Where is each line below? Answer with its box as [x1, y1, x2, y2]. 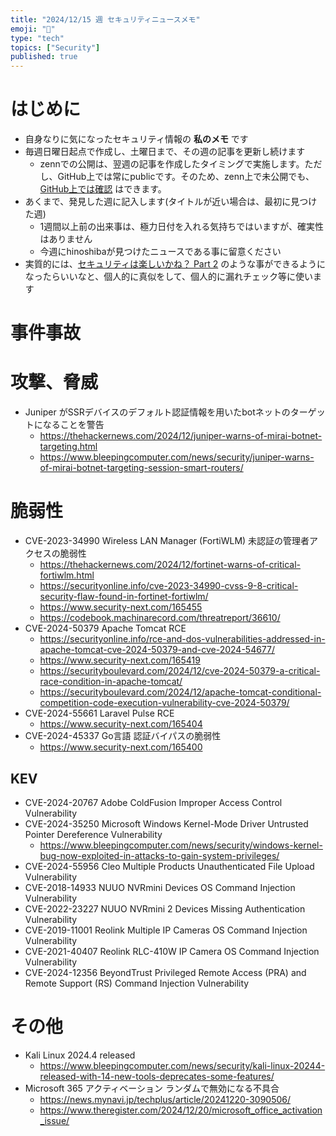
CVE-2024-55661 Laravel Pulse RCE [24, 707, 175, 720]
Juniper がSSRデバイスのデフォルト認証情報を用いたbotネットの [24, 406, 291, 418]
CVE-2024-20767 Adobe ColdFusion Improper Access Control [24, 796, 283, 808]
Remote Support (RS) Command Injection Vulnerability [24, 977, 250, 989]
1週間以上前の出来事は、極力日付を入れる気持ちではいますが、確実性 [39, 221, 325, 233]
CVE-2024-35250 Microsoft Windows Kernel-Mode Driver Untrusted [24, 817, 309, 830]
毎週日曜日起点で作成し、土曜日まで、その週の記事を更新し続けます [24, 146, 306, 158]
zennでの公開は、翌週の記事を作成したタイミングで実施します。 [39, 158, 305, 170]
